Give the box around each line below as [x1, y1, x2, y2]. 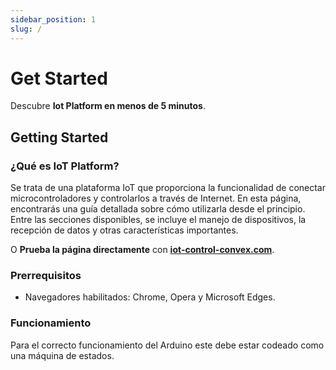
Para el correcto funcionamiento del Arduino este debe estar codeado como [10, 339, 325, 351]
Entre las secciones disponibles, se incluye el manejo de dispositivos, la [10, 214, 307, 226]
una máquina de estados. [10, 349, 115, 361]
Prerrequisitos [10, 269, 82, 283]
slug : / [10, 24, 43, 34]
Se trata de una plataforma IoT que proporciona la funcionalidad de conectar [10, 182, 326, 194]
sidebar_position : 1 [10, 14, 97, 25]
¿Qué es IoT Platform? [10, 159, 120, 173]
